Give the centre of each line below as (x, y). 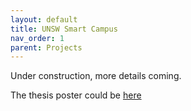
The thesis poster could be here (76, 95)
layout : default (44, 19)
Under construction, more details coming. (96, 76)
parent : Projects (46, 47)
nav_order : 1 (37, 38)
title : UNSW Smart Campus (64, 29)
